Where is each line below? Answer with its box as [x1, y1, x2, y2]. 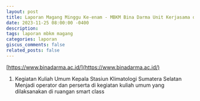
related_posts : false [6, 48, 60, 53]
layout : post [6, 8, 39, 15]
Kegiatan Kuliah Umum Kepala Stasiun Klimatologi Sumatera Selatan [14, 75, 182, 82]
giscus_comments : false [6, 42, 65, 48]
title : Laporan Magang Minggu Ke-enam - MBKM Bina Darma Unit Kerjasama [6, 14, 190, 20]
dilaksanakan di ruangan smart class [14, 87, 105, 95]
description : [6, 25, 39, 31]
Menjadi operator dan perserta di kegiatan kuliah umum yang [14, 81, 165, 89]
